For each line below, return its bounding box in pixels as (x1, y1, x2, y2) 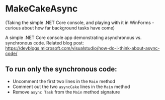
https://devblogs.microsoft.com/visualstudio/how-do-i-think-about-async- (5, 45, 160, 51)
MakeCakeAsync (5, 3, 78, 14)
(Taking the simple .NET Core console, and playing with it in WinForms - (5, 19, 154, 25)
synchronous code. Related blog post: (5, 39, 84, 45)
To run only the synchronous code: (5, 65, 117, 73)
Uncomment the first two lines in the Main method (12, 78, 116, 84)
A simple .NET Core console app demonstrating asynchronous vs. (5, 34, 142, 40)
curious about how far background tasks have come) (5, 24, 115, 30)
